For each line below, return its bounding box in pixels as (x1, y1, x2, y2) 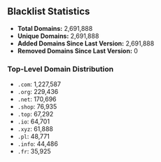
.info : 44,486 (17, 140, 58, 148)
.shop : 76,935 (17, 102, 57, 111)
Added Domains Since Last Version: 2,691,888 (17, 39, 155, 48)
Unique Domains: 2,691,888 (17, 32, 99, 40)
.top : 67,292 (17, 110, 54, 119)
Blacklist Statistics (7, 6, 90, 18)
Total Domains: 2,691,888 (17, 24, 93, 32)
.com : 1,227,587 (17, 80, 62, 88)
